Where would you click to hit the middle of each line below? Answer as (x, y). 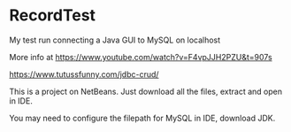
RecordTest (52, 16)
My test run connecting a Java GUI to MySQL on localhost (115, 40)
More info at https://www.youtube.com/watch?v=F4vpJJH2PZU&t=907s (141, 57)
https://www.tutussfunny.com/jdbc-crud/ (84, 74)
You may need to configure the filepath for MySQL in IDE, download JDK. (142, 118)
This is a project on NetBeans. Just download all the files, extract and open (146, 91)
